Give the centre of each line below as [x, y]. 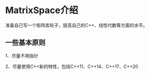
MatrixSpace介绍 [42, 10]
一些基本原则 [25, 43]
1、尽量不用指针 [22, 55]
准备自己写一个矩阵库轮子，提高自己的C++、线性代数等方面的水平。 [77, 25]
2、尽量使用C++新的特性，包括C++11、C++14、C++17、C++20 [72, 66]
